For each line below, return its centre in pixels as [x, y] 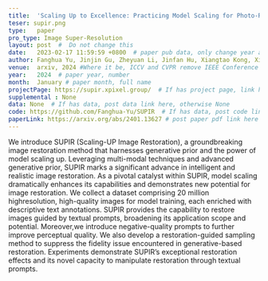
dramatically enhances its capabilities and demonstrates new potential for [130, 184]
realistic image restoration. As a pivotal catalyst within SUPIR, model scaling [133, 175]
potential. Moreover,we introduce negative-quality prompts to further [122, 226]
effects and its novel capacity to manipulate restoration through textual [124, 260]
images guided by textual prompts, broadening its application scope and [127, 218]
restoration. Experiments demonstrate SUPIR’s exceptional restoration [123, 252]
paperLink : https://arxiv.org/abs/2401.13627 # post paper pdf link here [134, 119]
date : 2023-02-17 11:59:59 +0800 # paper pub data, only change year [132, 53]
